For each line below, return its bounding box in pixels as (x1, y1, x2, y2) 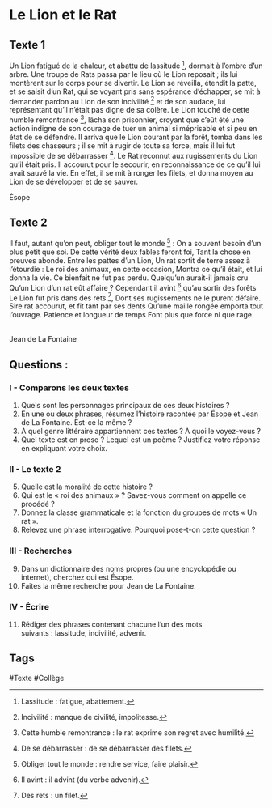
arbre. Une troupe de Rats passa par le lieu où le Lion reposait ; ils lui (9, 69, 238, 79)
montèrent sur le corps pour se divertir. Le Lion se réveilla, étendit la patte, (9, 78, 257, 87)
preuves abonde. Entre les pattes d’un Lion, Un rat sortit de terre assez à (9, 256, 251, 266)
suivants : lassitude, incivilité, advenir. (20, 627, 147, 637)
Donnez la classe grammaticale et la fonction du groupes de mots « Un (20, 508, 257, 517)
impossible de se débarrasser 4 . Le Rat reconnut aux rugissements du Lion (9, 149, 258, 160)
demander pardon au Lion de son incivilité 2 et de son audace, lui (9, 95, 226, 106)
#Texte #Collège (9, 673, 65, 683)
